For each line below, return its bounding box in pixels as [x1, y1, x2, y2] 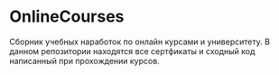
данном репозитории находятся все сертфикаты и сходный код [9, 45, 256, 56]
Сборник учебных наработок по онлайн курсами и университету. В [9, 36, 271, 47]
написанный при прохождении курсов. [9, 55, 160, 66]
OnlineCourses [9, 6, 125, 27]
